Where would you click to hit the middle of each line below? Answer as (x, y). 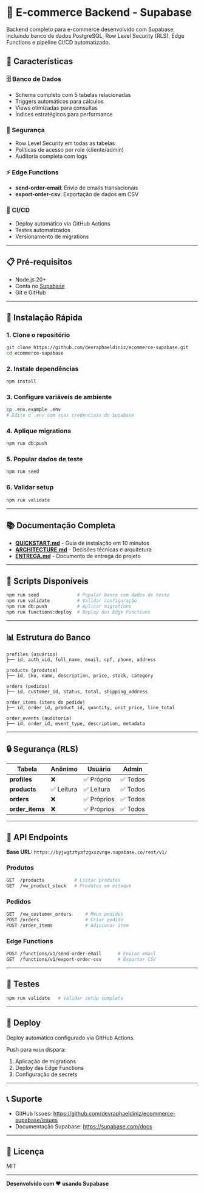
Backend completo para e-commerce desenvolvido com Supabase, (90, 29)
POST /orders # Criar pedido (65, 920)
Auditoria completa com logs (51, 156)
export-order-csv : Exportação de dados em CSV (77, 194)
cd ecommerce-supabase (35, 353)
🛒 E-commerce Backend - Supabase (99, 12)
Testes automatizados (43, 230)
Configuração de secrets (46, 1074)
